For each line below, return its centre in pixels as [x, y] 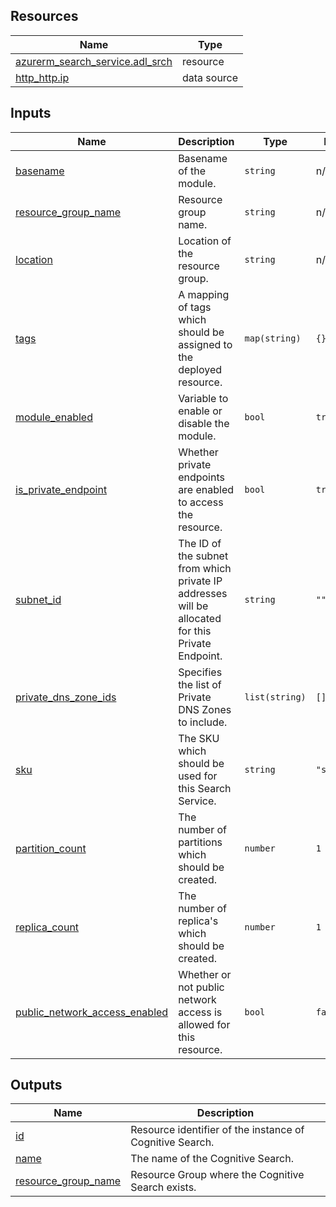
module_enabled [54, 417]
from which [205, 568]
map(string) [273, 338]
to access [201, 502]
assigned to [205, 344]
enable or [200, 411]
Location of [205, 241]
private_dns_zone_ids [66, 697]
